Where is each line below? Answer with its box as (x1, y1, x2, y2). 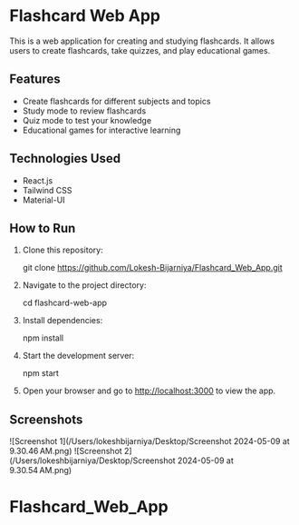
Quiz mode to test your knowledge (22, 114, 152, 125)
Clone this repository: (22, 244, 103, 255)
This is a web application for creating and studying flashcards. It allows (9, 35, 275, 46)
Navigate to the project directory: (22, 280, 147, 291)
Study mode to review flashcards (22, 105, 147, 116)
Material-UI (22, 194, 65, 205)
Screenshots (9, 411, 83, 427)
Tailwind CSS (22, 184, 72, 195)
